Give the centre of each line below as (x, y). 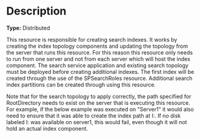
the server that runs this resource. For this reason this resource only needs (99, 52)
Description (36, 11)
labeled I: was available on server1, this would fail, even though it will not (97, 122)
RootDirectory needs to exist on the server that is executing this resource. (98, 103)
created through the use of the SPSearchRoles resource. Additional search (99, 78)
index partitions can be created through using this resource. (81, 84)
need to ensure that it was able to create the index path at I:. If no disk (93, 116)
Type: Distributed (28, 28)
